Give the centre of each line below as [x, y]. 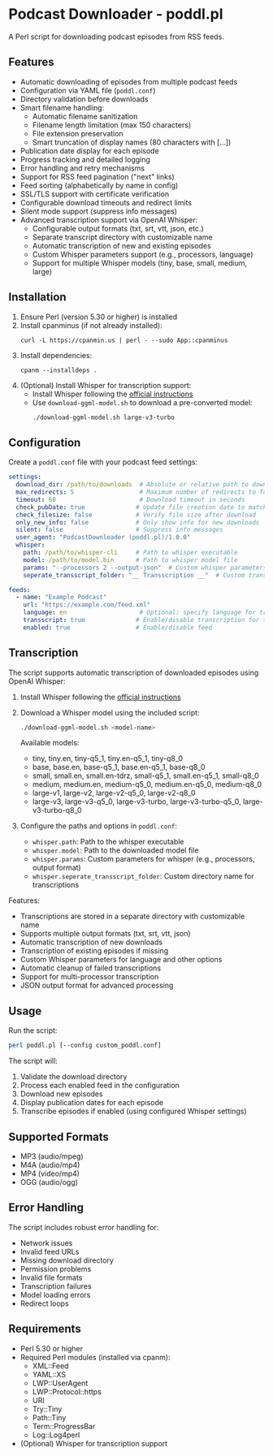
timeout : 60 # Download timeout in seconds [130, 499]
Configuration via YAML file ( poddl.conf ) [88, 90]
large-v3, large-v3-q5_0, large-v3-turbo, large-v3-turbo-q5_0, [136, 801]
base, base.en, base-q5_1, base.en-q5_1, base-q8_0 [119, 767]
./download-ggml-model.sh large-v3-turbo [103, 417]
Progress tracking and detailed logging [85, 159]
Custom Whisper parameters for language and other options [121, 960]
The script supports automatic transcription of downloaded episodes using [134, 672]
